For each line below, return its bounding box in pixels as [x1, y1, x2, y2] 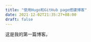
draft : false [5, 17, 33, 22]
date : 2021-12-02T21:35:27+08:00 [5, 12, 77, 17]
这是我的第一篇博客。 [5, 31, 50, 37]
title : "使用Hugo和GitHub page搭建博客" [5, 7, 87, 13]
